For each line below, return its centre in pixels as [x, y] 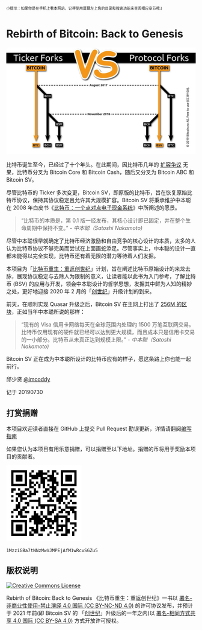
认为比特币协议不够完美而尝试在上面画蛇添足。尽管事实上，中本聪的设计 [96, 249]
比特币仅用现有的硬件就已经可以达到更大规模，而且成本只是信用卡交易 [108, 332]
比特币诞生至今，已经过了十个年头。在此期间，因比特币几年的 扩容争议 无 [97, 165]
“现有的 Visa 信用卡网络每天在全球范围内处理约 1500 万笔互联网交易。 [107, 325]
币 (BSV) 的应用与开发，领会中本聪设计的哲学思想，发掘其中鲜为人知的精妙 [99, 284]
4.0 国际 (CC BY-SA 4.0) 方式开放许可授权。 [67, 620]
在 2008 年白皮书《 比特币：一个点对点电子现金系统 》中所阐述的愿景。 [93, 208]
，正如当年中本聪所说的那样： [48, 312]
